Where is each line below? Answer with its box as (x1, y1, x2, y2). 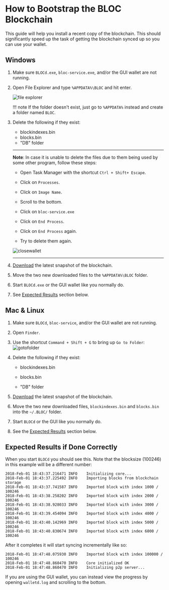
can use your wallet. (5, 41, 47, 47)
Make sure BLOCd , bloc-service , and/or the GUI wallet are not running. (12, 319, 157, 326)
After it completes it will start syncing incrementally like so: (5, 542, 127, 548)
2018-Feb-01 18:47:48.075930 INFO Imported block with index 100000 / (5, 552, 163, 557)
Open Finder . (12, 329, 40, 335)
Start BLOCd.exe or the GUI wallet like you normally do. (12, 281, 124, 288)
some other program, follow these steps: (12, 160, 97, 166)
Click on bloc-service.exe (20, 208, 74, 215)
